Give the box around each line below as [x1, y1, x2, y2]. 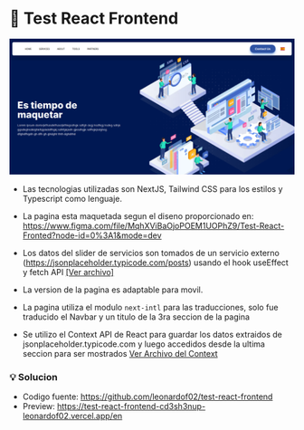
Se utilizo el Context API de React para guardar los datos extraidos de [22, 329, 282, 339]
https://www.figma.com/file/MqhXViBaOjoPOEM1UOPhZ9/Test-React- [22, 220, 285, 231]
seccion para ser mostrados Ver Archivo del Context [22, 348, 219, 358]
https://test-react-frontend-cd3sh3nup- [57, 400, 206, 411]
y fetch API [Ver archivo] [22, 266, 115, 277]
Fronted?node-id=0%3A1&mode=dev [22, 230, 162, 241]
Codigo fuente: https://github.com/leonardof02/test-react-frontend [22, 391, 273, 402]
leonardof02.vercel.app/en [22, 410, 123, 421]
